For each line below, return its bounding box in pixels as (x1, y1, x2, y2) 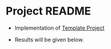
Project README (5, 4, 91, 18)
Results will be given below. (14, 36, 84, 43)
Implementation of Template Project (14, 24, 105, 31)
